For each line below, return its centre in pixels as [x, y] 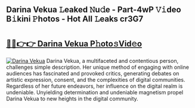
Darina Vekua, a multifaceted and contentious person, [112, 61]
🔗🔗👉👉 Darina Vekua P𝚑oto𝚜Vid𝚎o [74, 44]
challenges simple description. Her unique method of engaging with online [98, 67]
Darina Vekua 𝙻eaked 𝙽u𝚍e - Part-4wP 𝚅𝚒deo [94, 10]
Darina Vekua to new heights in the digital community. [72, 99]
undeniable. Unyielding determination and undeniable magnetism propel [95, 92]
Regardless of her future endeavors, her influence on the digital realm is [95, 86]
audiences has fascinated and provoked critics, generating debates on [93, 73]
